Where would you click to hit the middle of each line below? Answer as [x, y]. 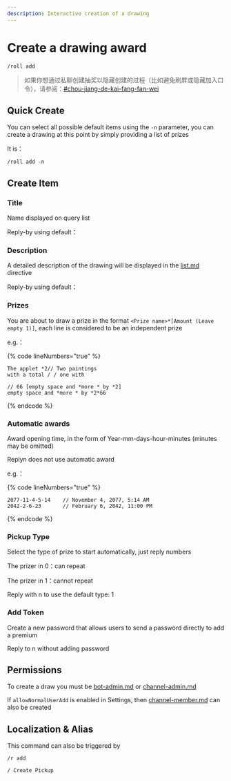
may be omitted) [30, 446]
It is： [16, 149]
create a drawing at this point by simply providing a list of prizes [98, 135]
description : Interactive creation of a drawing [78, 13]
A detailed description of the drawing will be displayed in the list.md [103, 265]
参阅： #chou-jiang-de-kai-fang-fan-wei [102, 88]
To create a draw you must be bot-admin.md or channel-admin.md [102, 687]
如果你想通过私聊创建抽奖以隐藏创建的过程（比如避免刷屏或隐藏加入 [121, 79]
